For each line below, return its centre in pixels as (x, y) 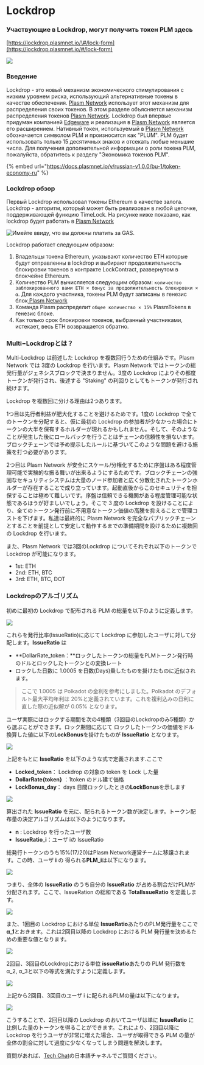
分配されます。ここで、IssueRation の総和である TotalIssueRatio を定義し (99, 892)
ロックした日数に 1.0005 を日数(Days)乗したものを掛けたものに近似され (105, 671)
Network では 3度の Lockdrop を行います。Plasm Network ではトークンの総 (101, 365)
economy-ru (22, 173)
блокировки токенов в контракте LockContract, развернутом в (97, 270)
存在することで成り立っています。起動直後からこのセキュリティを (109, 488)
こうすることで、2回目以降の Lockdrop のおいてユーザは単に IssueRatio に (100, 1019)
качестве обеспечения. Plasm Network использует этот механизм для (98, 103)
